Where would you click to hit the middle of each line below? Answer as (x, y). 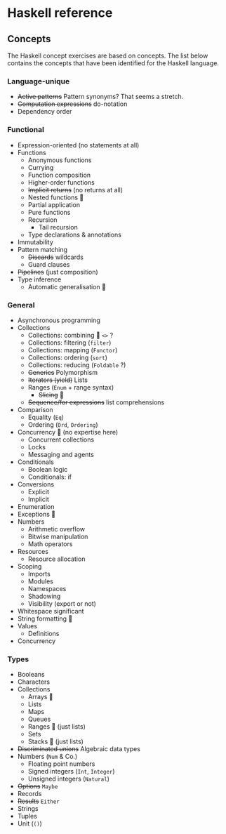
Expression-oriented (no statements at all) (78, 145)
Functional (26, 130)
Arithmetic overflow (56, 529)
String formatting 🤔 (45, 618)
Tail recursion (58, 227)
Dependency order (45, 112)
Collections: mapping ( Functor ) (73, 350)
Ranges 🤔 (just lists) (57, 727)
